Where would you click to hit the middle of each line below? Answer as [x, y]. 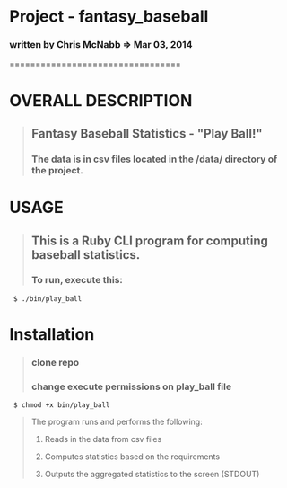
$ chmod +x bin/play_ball [61, 405]
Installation [52, 335]
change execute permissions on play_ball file [131, 386]
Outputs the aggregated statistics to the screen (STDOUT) [152, 475]
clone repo [55, 362]
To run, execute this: [77, 280]
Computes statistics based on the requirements [132, 457]
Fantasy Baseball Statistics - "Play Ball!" [147, 133]
